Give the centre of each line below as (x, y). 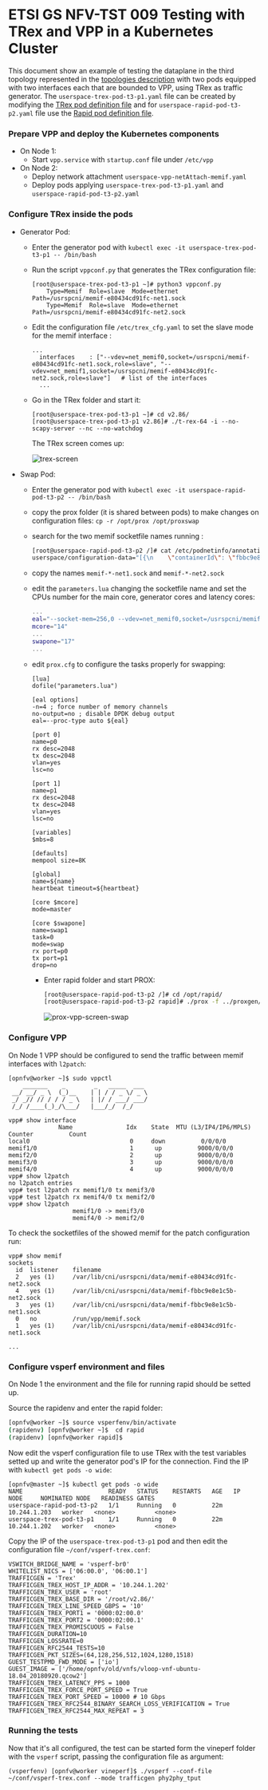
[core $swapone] (59, 923)
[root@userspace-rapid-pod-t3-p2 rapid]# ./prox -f (131, 1002)
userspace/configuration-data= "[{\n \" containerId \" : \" (134, 558)
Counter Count (48, 1134)
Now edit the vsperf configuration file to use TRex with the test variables (127, 1452)
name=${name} (53, 881)
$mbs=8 (43, 840)
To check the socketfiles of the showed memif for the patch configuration (129, 1233)
